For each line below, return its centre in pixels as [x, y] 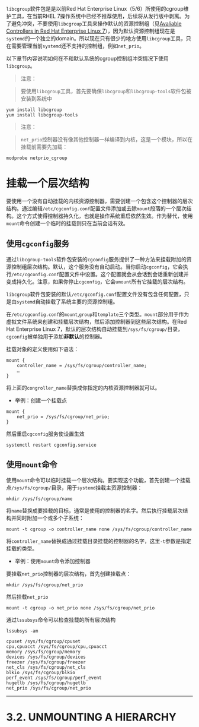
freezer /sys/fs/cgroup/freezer [46, 662]
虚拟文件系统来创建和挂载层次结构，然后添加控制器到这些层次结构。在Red [97, 321]
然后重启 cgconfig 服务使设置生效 [45, 434]
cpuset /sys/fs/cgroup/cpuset [44, 641]
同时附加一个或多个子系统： [50, 518]
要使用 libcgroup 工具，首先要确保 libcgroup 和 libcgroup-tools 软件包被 [106, 91]
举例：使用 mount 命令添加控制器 [52, 561]
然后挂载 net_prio [27, 596]
